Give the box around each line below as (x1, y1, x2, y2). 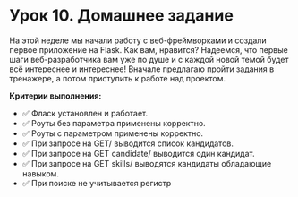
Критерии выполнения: (9, 90, 102, 101)
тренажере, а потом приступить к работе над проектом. (9, 73, 226, 83)
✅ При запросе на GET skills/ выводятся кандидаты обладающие (21, 158, 272, 168)
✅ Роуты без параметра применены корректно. (21, 117, 206, 128)
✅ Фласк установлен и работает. (21, 107, 149, 118)
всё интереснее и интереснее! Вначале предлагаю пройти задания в (9, 64, 275, 74)
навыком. (21, 167, 60, 179)
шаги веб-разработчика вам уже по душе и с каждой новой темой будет (9, 54, 289, 64)
